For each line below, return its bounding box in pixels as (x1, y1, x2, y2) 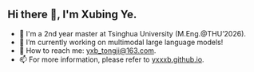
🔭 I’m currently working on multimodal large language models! (18, 37, 224, 47)
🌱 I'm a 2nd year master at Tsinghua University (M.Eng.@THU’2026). (18, 28, 247, 38)
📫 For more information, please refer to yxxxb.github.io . (18, 55, 204, 64)
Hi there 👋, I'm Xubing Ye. (7, 8, 137, 21)
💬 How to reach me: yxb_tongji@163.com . (18, 45, 157, 55)
